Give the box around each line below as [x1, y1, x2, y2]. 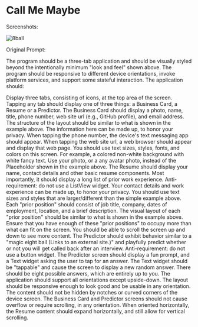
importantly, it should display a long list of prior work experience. [6, 176, 164, 183]
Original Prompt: [6, 46, 46, 53]
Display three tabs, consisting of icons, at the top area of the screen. [6, 94, 173, 101]
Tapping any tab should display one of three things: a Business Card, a [6, 100, 178, 107]
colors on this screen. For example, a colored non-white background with [6, 150, 184, 157]
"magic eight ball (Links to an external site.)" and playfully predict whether [6, 238, 187, 245]
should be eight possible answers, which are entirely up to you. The [6, 270, 171, 277]
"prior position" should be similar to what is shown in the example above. [6, 213, 183, 221]
